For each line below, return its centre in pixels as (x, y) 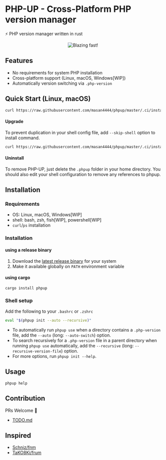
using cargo (18, 278)
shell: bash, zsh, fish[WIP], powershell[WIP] (57, 220)
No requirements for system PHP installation (57, 72)
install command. (22, 138)
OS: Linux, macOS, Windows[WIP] (47, 215)
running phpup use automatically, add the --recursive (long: (73, 345)
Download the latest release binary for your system (64, 261)
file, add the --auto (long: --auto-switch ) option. (62, 335)
